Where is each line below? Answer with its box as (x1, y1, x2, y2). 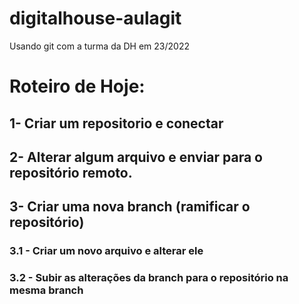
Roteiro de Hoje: (9, 75, 146, 98)
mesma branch (9, 283, 84, 297)
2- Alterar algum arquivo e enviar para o (9, 148, 263, 166)
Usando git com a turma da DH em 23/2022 (9, 40, 190, 52)
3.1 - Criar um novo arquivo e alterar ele (9, 244, 204, 258)
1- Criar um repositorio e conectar (9, 115, 224, 132)
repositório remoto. (9, 164, 133, 181)
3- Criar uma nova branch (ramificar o (9, 198, 251, 216)
